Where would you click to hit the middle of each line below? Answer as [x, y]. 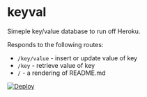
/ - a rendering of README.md [61, 73]
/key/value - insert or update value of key [77, 58]
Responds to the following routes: [55, 44]
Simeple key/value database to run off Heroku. [74, 31]
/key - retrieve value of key [56, 65]
